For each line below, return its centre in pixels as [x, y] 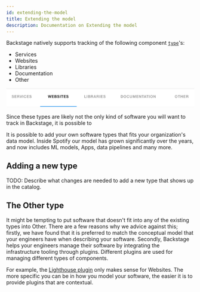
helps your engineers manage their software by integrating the [83, 245]
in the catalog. [24, 187]
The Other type [35, 206]
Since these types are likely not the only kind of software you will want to [96, 117]
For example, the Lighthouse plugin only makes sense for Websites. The [95, 269]
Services [26, 54]
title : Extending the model [41, 19]
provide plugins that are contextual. [50, 282]
